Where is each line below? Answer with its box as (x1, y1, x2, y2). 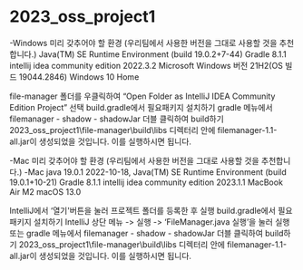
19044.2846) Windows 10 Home (18, 71, 140, 82)
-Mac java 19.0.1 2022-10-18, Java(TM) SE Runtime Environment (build (24, 166, 288, 178)
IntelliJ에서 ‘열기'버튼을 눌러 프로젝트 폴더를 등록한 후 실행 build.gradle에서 (9, 205, 277, 216)
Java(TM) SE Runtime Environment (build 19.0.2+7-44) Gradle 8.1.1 (38, 48, 288, 60)
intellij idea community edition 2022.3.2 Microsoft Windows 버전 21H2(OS (9, 60, 284, 71)
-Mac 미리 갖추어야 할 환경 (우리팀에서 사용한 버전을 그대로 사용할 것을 (9, 155, 260, 166)
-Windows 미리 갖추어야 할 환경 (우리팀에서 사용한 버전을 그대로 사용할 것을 (9, 37, 278, 48)
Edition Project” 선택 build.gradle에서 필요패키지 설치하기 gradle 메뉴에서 (9, 101, 274, 112)
